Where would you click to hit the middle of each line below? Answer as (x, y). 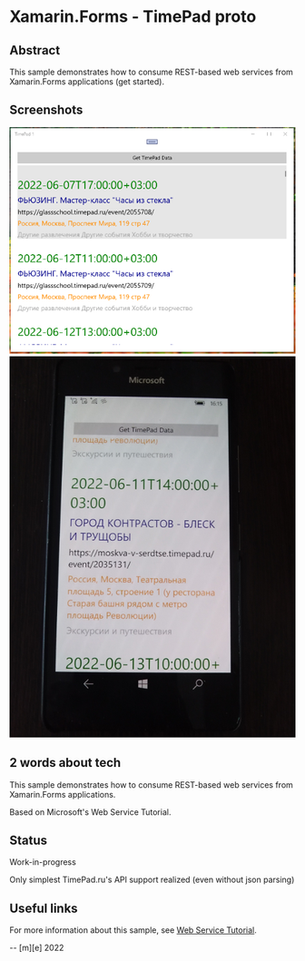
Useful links (44, 908)
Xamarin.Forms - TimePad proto (133, 17)
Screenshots (46, 110)
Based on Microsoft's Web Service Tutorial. (90, 812)
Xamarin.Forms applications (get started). (87, 82)
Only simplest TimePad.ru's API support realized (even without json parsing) (152, 880)
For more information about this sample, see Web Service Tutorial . (133, 930)
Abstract (35, 50)
